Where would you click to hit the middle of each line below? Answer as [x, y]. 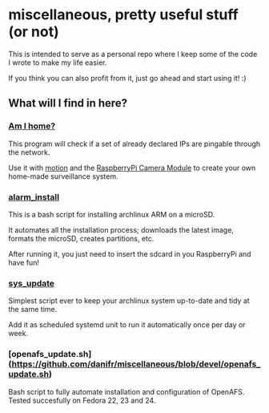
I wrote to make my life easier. [58, 63]
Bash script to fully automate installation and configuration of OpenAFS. [126, 391]
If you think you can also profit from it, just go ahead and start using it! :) [127, 78]
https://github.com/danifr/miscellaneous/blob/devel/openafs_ [136, 364]
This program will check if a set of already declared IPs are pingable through [134, 144]
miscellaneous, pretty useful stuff [123, 15]
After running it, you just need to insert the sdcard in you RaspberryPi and [130, 253]
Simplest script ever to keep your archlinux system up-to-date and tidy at [129, 301]
